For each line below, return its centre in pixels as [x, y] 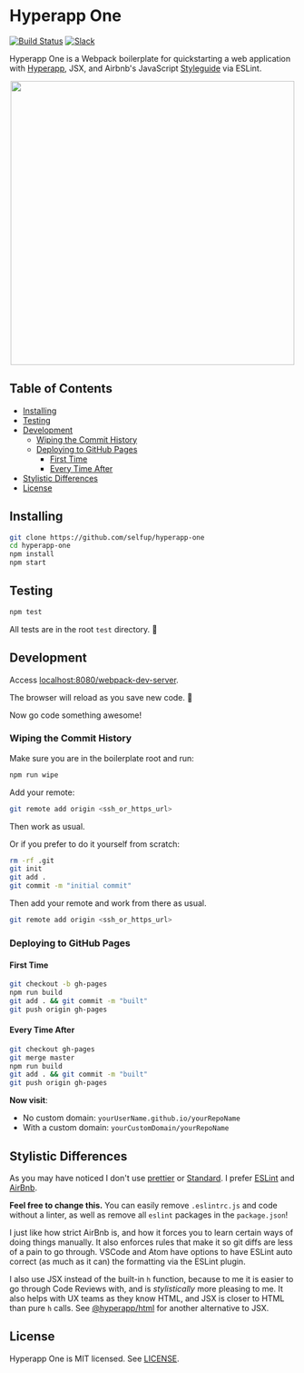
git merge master [42, 1058]
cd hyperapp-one [40, 546]
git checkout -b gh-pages [58, 984]
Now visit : [29, 1100]
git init [26, 869]
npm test [26, 612]
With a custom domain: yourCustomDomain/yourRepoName [126, 1128]
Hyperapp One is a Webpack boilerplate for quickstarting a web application [150, 58]
